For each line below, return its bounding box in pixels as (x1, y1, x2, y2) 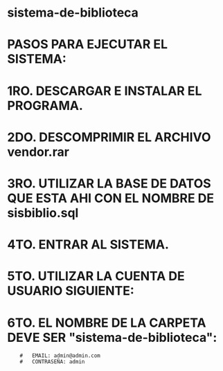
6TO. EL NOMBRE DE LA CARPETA (7, 315, 206, 330)
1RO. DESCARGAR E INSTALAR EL (7, 83, 202, 98)
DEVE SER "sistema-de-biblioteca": (7, 329, 217, 345)
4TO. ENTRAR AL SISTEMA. (7, 237, 170, 253)
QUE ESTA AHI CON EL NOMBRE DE (7, 190, 215, 206)
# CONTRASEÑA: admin (19, 359, 85, 365)
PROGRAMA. (7, 98, 83, 114)
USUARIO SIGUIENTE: (7, 283, 135, 299)
